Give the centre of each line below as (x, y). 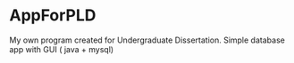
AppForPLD (53, 16)
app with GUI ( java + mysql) (62, 49)
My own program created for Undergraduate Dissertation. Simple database (147, 40)
